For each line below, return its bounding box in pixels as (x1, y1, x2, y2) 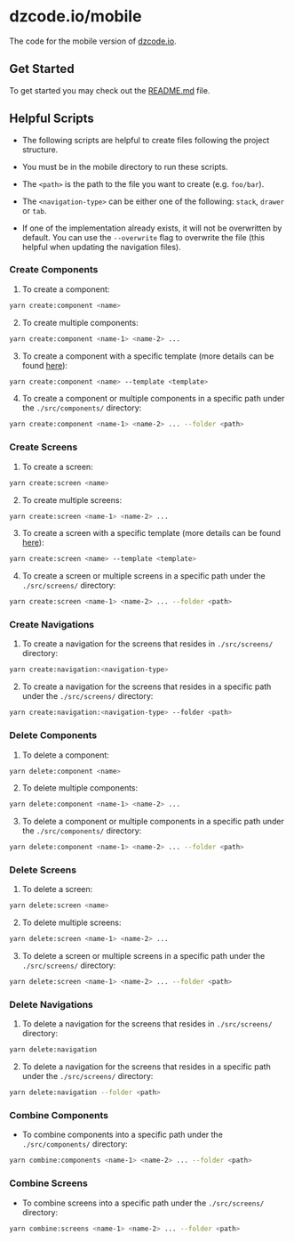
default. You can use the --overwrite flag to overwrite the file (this (21, 231, 265, 242)
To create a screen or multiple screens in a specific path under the (21, 571, 266, 581)
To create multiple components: (21, 317, 139, 328)
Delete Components (9, 729, 98, 742)
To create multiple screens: (21, 494, 123, 505)
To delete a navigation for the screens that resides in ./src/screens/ (21, 1019, 273, 1029)
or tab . (21, 205, 47, 215)
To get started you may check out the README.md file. (9, 85, 211, 95)
